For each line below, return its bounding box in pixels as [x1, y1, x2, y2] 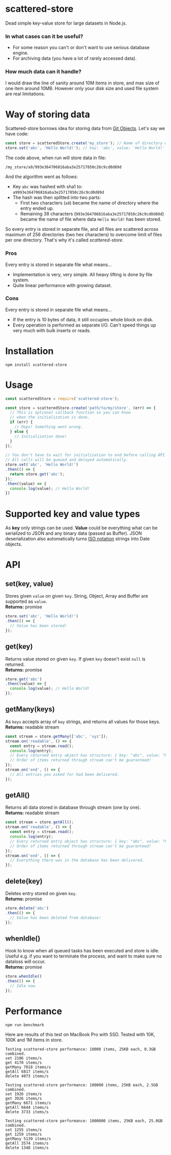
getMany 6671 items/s [5, 1100, 51, 1105]
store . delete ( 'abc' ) [5, 906, 49, 911]
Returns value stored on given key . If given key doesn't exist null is [5, 656, 146, 662]
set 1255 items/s [5, 1127, 42, 1132]
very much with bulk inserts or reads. [12, 327, 91, 333]
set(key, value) [5, 579, 53, 588]
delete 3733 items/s [5, 1109, 49, 1115]
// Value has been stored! [10, 623, 67, 628]
